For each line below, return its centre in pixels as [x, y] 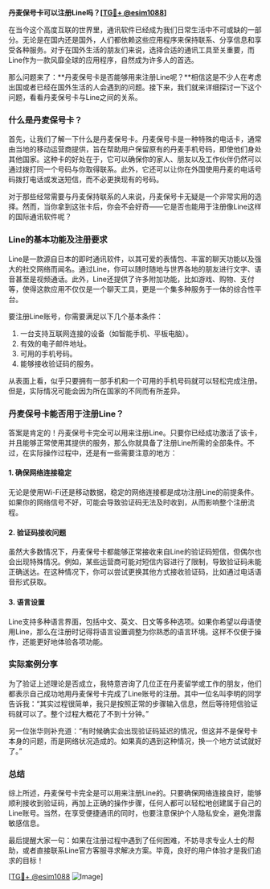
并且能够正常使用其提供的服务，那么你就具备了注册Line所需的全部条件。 [128, 442]
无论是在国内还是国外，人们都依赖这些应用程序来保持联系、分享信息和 [138, 40]
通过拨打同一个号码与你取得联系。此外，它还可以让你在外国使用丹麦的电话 [131, 169]
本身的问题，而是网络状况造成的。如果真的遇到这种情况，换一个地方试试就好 [135, 741]
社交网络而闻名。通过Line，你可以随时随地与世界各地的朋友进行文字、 [138, 268]
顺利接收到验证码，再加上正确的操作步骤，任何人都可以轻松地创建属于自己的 [135, 803]
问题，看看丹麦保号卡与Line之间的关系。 [75, 97]
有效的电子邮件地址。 [55, 343]
